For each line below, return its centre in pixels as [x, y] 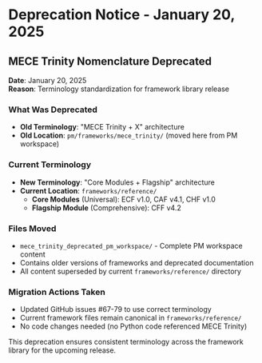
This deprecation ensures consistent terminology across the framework [126, 342]
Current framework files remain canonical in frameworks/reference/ [131, 318]
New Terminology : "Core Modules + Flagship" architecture [117, 182]
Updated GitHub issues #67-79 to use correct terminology [115, 309]
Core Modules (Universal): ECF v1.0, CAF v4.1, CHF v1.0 [123, 199]
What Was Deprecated [53, 110]
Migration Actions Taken [57, 292]
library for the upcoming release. [62, 350]
